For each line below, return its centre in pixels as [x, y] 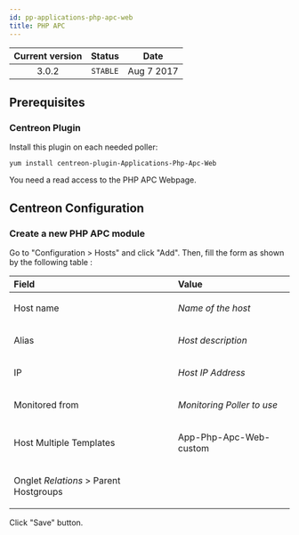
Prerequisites [47, 102]
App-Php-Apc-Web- [224, 437]
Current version [48, 56]
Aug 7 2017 [153, 70]
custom [193, 448]
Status [105, 56]
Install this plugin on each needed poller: [84, 147]
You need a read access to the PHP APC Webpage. [103, 180]
